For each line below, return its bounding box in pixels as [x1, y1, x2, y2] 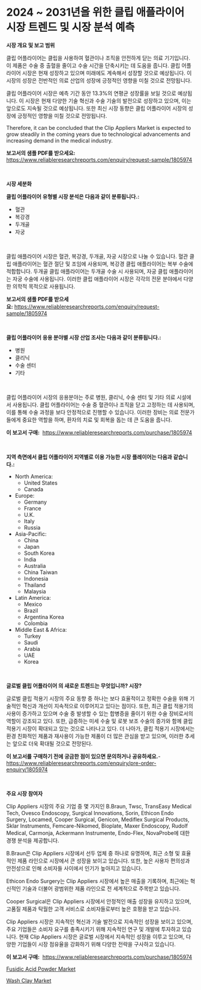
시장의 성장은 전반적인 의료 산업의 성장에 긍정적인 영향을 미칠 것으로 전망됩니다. [6, 76, 192, 84]
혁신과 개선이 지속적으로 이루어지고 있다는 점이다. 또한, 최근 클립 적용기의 [22, 702, 194, 709]
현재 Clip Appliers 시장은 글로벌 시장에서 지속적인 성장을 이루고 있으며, [19, 933, 185, 940]
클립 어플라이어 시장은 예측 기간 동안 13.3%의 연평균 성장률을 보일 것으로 [6, 90, 176, 97]
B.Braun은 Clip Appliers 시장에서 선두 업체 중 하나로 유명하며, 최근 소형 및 [6, 849, 180, 857]
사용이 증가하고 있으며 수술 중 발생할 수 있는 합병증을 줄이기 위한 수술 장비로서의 [6, 710, 194, 717]
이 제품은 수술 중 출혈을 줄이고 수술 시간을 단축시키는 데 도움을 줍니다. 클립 [6, 61, 181, 69]
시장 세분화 [6, 180, 32, 187]
